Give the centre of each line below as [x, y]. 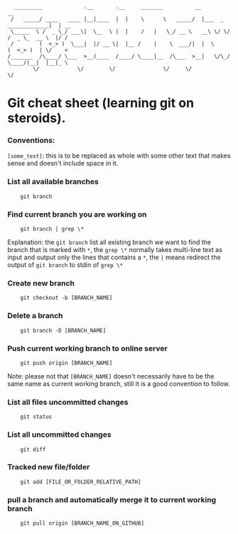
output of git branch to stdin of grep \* [65, 265]
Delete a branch [35, 316]
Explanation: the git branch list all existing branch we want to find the [109, 242]
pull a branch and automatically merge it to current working [112, 499]
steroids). [37, 118]
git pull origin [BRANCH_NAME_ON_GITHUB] [82, 523]
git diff [33, 449]
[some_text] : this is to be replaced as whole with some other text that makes [119, 156]
